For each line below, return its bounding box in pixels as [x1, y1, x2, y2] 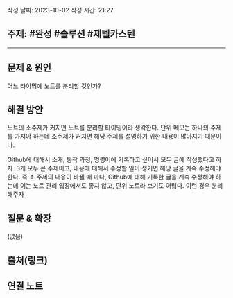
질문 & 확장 [7, 212, 52, 224]
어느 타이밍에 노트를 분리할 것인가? [7, 82, 102, 90]
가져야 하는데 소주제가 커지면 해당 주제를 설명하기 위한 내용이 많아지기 [14, 132, 203, 141]
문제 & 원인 [7, 62, 52, 74]
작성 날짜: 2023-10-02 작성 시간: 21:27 [7, 6, 114, 14]
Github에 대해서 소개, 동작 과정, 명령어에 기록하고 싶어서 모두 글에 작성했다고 [7, 155, 215, 164]
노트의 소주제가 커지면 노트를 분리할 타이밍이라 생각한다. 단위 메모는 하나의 [7, 123, 209, 132]
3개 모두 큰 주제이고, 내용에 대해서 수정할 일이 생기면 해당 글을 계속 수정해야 [16, 164, 221, 173]
